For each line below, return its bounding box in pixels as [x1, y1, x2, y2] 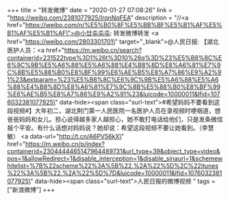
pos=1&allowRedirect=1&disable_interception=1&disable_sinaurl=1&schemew [7, 154, 223, 162]
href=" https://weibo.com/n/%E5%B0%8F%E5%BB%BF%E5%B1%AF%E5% [7, 21, 222, 29]
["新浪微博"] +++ [7, 186, 55, 193]
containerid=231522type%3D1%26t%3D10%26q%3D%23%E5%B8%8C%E [7, 54, 222, 61]
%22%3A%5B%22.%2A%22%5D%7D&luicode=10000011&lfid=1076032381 [7, 169, 222, 177]
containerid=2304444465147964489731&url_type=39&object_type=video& [7, 147, 220, 155]
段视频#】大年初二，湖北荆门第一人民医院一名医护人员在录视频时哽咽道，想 [7, 106, 221, 115]
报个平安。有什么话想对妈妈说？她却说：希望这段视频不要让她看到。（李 [7, 124, 208, 132]
